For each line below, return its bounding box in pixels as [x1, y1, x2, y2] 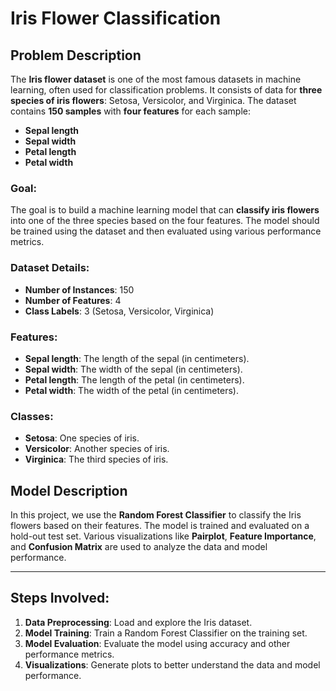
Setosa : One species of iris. [24, 432, 140, 444]
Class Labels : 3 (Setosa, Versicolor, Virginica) [24, 305, 215, 317]
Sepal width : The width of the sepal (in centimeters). [24, 363, 243, 375]
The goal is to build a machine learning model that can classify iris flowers [10, 204, 320, 216]
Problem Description [10, 47, 142, 64]
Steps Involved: [10, 590, 110, 607]
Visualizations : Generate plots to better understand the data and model [24, 658, 321, 671]
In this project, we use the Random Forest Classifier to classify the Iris [10, 509, 302, 521]
